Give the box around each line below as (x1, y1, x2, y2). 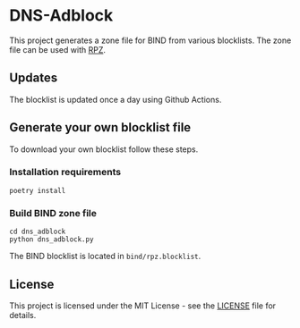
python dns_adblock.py (9, 235, 94, 244)
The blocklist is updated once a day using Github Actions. (9, 94, 222, 105)
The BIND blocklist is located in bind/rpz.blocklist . (9, 251, 201, 262)
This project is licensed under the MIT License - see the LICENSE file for (9, 300, 276, 311)
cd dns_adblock (9, 227, 66, 237)
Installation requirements (9, 166, 122, 179)
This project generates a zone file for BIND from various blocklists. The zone (9, 35, 292, 46)
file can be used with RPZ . (9, 44, 106, 55)
